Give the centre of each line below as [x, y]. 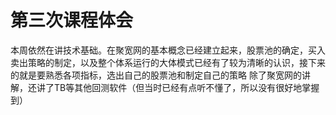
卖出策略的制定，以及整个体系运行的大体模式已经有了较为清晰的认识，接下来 [168, 62]
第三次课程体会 [72, 20]
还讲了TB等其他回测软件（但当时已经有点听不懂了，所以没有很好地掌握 [173, 87]
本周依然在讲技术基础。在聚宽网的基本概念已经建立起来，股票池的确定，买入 [168, 50]
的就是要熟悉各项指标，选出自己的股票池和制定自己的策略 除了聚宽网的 [156, 75]
